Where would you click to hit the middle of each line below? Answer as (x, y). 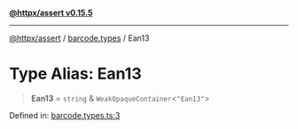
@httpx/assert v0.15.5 (51, 13)
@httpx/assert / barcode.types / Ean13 (79, 38)
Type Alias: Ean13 (75, 74)
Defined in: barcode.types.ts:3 (65, 115)
